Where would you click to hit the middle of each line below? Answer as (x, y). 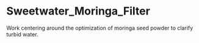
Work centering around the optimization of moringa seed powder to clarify (100, 28)
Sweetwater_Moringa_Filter (78, 11)
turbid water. (22, 34)
